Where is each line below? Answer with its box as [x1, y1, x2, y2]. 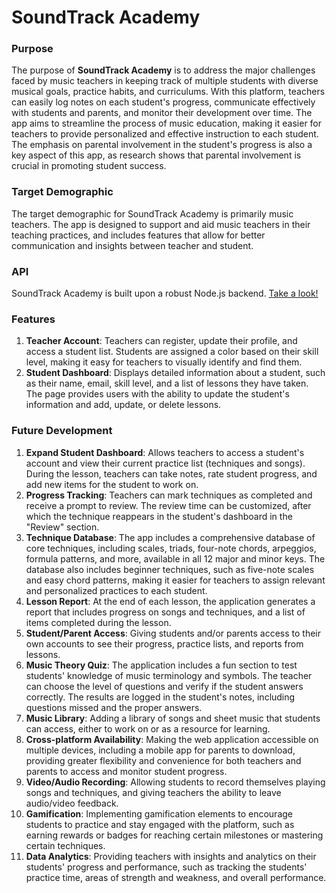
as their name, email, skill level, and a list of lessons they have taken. [25, 377, 309, 390]
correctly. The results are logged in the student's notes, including [25, 691, 296, 703]
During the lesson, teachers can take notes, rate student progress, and [25, 467, 318, 480]
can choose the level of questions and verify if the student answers [25, 680, 304, 692]
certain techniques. [25, 839, 106, 851]
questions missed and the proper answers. [25, 701, 203, 713]
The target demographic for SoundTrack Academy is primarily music [11, 207, 294, 220]
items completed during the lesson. [25, 616, 172, 628]
